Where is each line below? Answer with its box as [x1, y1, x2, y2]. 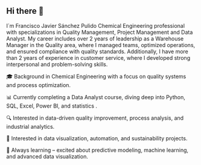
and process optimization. [6, 81, 71, 88]
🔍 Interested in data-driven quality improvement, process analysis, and [6, 114, 184, 121]
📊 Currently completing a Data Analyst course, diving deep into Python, [6, 93, 185, 100]
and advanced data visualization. [6, 152, 89, 160]
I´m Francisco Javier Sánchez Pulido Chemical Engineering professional [6, 22, 185, 29]
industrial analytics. [6, 123, 55, 130]
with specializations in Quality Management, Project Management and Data [6, 28, 193, 36]
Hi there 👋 [6, 6, 44, 16]
